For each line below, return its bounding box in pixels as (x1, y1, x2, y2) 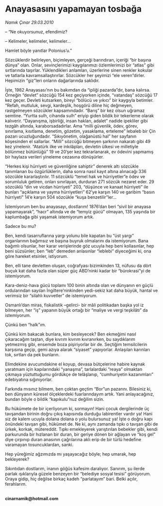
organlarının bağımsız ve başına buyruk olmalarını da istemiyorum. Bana (5, 237, 149, 243)
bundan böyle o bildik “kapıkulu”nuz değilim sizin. (5, 396, 104, 402)
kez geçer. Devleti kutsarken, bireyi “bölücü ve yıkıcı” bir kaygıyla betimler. (5, 97, 154, 103)
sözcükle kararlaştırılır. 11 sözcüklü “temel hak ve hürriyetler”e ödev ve (5, 174, 146, 179)
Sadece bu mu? (5, 223, 36, 229)
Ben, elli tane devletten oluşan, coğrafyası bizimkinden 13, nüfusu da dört (5, 263, 151, 269)
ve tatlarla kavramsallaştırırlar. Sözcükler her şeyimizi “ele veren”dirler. (5, 72, 146, 78)
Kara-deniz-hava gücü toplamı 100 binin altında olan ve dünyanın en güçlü (5, 282, 154, 288)
